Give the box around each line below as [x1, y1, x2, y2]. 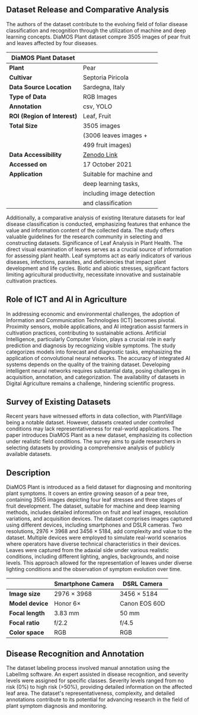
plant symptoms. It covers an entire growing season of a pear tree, [6, 490, 169, 497]
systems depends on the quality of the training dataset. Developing [6, 361, 170, 368]
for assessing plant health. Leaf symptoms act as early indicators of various [6, 252, 191, 259]
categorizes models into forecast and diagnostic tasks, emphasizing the [6, 348, 182, 355]
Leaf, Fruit [82, 112, 111, 120]
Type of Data [9, 92, 46, 100]
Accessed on [9, 160, 47, 168]
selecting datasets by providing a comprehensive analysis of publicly [6, 444, 175, 451]
